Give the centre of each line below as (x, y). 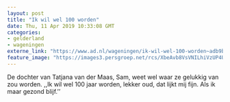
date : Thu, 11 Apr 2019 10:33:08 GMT (61, 26)
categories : (24, 32)
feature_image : (29, 58)
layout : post (26, 13)
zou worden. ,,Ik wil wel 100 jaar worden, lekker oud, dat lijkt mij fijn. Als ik (111, 84)
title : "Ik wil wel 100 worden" (53, 20)
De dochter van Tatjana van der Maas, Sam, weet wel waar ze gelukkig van (113, 77)
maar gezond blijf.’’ (34, 91)
